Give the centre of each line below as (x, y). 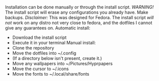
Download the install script (39, 37)
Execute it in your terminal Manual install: (54, 43)
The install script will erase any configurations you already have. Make (77, 12)
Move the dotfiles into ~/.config (44, 53)
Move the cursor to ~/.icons (40, 69)
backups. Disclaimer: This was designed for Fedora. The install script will (79, 17)
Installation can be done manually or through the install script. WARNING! (79, 7)
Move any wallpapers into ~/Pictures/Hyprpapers (62, 64)
